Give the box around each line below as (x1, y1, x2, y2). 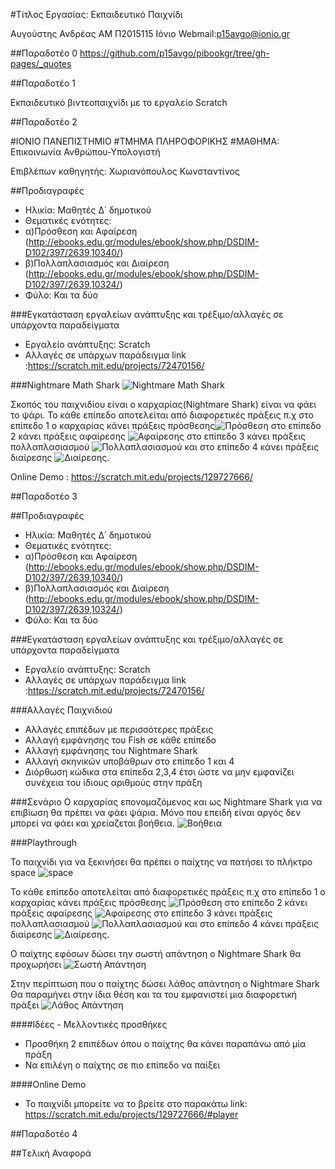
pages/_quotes (10, 58, 72, 69)
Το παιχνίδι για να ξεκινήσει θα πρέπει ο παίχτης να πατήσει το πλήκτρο (10, 856, 313, 868)
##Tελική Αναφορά (10, 1147, 92, 1159)
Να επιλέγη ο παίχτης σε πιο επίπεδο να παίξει (24, 1059, 221, 1071)
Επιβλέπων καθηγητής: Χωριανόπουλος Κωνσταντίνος (10, 165, 240, 177)
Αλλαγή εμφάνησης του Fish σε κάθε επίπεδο (24, 734, 217, 746)
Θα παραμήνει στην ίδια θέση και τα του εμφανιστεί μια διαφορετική (10, 989, 298, 1000)
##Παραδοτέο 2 (10, 116, 78, 128)
